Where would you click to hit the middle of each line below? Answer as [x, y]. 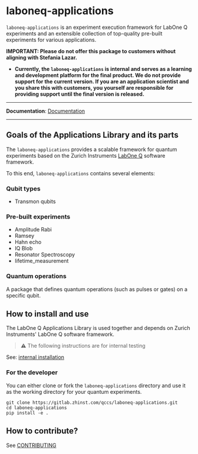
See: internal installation [35, 357]
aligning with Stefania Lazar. [42, 57]
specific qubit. [24, 295]
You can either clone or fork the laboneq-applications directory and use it [96, 386]
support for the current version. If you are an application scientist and [102, 81]
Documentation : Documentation [46, 111]
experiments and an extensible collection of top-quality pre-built [84, 33]
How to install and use [48, 314]
